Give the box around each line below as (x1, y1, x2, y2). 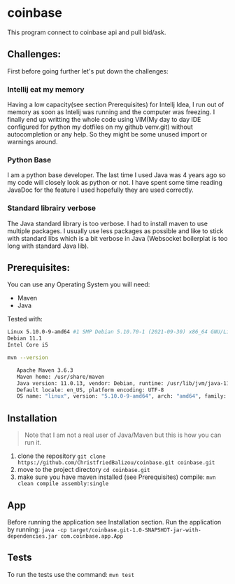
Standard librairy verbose (7, 203, 97, 213)
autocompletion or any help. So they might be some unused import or (7, 130, 208, 139)
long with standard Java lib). (7, 242, 89, 250)
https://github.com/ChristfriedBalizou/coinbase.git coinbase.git (17, 459, 215, 466)
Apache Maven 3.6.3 (16, 366, 73, 374)
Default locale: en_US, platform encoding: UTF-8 (16, 387, 164, 394)
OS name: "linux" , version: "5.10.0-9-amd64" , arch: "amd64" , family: (16, 393, 227, 400)
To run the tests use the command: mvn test (7, 570, 135, 578)
